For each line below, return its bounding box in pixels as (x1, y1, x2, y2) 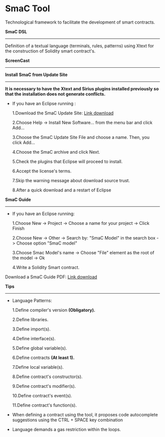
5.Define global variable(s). (12, 345, 67, 351)
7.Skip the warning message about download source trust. (12, 177, 130, 183)
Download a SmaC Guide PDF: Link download (5, 273, 97, 280)
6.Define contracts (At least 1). (12, 355, 75, 360)
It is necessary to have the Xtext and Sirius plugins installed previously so (5, 85, 159, 91)
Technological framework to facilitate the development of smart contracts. (5, 19, 156, 25)
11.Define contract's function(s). (12, 402, 77, 408)
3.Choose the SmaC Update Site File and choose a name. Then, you (12, 134, 150, 140)
